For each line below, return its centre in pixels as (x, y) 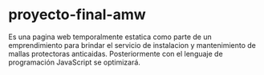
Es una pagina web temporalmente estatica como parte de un (110, 37)
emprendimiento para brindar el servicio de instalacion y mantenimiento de (132, 45)
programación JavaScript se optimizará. (74, 62)
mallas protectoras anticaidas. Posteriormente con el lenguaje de (116, 53)
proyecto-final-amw (77, 15)
